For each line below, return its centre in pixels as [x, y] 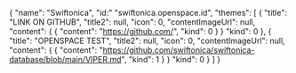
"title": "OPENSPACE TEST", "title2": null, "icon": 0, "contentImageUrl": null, [148, 40]
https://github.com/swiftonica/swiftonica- [179, 50]
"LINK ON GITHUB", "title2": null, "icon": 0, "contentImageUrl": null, [132, 22]
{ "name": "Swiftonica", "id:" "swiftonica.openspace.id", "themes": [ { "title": [148, 13]
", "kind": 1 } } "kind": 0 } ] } [171, 59]
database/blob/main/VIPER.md [65, 59]
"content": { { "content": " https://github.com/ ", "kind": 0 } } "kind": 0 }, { [140, 31]
